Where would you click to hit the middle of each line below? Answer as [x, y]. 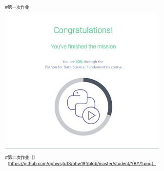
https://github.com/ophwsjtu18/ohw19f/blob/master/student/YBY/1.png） [83, 163]
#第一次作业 [17, 7]
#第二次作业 [17, 157]
